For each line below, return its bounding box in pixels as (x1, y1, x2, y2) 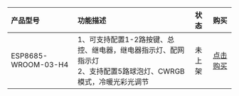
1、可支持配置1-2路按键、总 (77, 35, 175, 44)
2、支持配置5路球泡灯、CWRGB (77, 66, 185, 76)
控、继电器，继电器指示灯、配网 (77, 45, 185, 55)
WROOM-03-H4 (11, 60, 69, 69)
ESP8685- (11, 51, 48, 61)
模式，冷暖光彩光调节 (77, 77, 149, 87)
